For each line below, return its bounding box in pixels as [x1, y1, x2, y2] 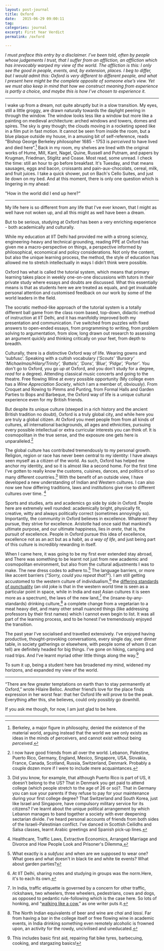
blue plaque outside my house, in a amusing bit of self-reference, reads [5, 133, 149, 139]
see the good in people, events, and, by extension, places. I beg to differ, [5, 67, 152, 73]
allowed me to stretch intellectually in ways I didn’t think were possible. [5, 259, 148, 265]
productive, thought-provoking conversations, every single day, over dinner [5, 636, 157, 642]
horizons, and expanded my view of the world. [5, 667, 99, 673]
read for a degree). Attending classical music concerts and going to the [5, 371, 149, 376]
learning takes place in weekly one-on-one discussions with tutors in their [5, 274, 154, 280]
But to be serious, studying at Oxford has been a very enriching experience [5, 219, 157, 225]
